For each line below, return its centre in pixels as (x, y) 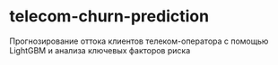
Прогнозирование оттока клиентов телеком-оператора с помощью (139, 41)
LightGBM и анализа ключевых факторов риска (100, 50)
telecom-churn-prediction (109, 16)
